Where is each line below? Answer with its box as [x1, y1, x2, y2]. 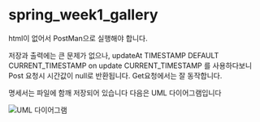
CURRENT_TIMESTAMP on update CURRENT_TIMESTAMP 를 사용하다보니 [8, 61, 253, 70]
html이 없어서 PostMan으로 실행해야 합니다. [8, 33, 148, 43]
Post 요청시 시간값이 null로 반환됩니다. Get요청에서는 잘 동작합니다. [8, 70, 223, 80]
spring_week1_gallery [8, 6, 158, 24]
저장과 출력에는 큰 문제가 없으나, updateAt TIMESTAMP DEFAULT [8, 50, 219, 60]
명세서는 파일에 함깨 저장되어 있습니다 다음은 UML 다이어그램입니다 [8, 87, 222, 98]
